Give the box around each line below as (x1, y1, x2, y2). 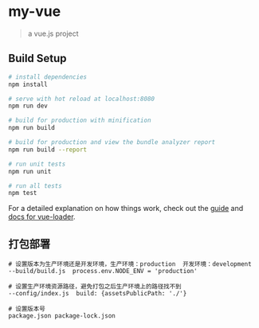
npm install (8, 80, 48, 88)
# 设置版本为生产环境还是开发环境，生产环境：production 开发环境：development (8, 260, 253, 268)
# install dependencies (8, 72, 88, 81)
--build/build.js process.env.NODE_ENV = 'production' (8, 267, 198, 275)
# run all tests (8, 182, 62, 189)
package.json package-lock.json (8, 312, 116, 320)
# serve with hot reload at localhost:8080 (8, 95, 155, 103)
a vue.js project (27, 29, 79, 38)
